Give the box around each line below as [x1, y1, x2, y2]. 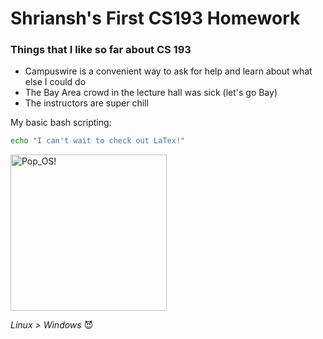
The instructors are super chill [24, 97, 149, 109]
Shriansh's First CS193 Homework [10, 7, 301, 30]
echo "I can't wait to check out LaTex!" [10, 136, 186, 146]
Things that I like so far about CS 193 [10, 43, 192, 57]
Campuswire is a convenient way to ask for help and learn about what [24, 65, 313, 77]
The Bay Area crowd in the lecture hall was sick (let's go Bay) [24, 87, 278, 99]
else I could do [24, 76, 87, 88]
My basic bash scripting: [10, 117, 112, 129]
